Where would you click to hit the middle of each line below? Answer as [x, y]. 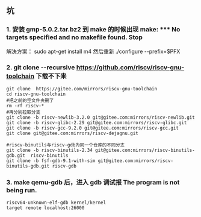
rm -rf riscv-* [25, 105]
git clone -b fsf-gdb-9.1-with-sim [51, 161]
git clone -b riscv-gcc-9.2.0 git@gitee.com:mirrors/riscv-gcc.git [93, 128]
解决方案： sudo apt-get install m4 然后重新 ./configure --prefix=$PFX [93, 51]
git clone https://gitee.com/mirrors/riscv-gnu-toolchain [82, 89]
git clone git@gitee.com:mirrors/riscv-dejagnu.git [72, 133]
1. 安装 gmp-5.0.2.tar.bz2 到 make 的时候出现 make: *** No [93, 30]
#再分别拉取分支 [23, 112]
